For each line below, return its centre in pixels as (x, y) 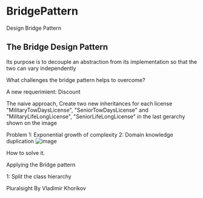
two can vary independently (41, 68)
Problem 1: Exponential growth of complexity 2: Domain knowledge (90, 134)
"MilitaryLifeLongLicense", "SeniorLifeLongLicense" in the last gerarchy (96, 116)
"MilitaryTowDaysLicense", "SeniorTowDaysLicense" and (77, 110)
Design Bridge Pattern (34, 28)
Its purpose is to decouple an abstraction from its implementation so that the (102, 61)
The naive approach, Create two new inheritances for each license (89, 103)
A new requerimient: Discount (43, 92)
